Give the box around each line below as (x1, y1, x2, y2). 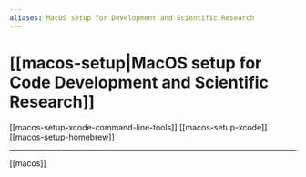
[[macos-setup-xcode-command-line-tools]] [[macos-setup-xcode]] (9, 121, 268, 132)
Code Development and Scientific (9, 72, 269, 92)
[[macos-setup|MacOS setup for (9, 52, 262, 73)
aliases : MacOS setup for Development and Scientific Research (9, 13, 255, 23)
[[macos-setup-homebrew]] (9, 131, 116, 142)
